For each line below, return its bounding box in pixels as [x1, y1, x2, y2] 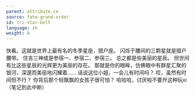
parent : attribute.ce [6, 8, 59, 15]
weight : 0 [6, 30, 30, 36]
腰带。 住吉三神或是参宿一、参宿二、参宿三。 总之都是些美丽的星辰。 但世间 [6, 54, 190, 61]
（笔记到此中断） [6, 84, 47, 91]
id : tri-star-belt [6, 19, 51, 25]
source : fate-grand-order [6, 14, 69, 20]
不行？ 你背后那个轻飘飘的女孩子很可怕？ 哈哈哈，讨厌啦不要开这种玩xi [16, 77, 187, 84]
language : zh [6, 25, 38, 31]
